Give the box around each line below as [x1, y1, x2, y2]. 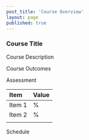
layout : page [6, 14, 39, 20]
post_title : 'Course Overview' [6, 8, 84, 15]
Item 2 [9, 110, 27, 118]
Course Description [6, 53, 54, 60]
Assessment [6, 76, 37, 84]
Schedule [6, 128, 30, 135]
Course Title [6, 39, 43, 48]
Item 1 [9, 101, 27, 109]
